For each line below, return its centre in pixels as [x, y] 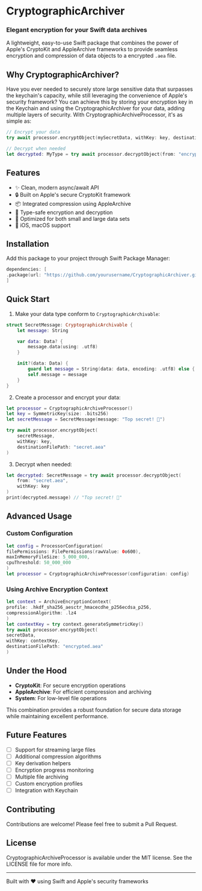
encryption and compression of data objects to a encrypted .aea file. [91, 56]
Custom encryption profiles [49, 783]
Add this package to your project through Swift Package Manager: [88, 258]
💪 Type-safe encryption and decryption [64, 212]
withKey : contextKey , [33, 641]
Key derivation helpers [43, 763]
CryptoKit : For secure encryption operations [70, 685]
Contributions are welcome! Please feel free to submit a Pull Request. [92, 824]
